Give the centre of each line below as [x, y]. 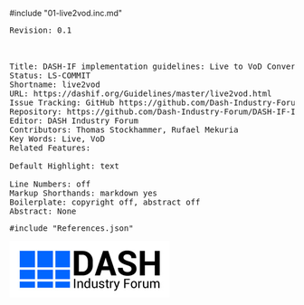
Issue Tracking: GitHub [62, 103]
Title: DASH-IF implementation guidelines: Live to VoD [136, 67]
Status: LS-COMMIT [50, 76]
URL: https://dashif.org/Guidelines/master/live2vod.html [141, 94]
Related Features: [50, 148]
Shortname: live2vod [55, 85]
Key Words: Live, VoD [57, 139]
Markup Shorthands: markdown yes [84, 193]
